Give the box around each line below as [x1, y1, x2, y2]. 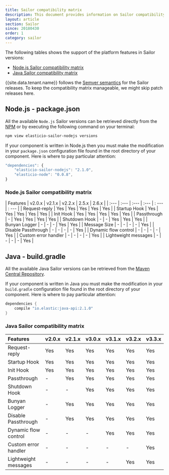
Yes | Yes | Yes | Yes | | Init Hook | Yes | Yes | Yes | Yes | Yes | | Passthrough [5, 211, 163, 217]
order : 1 [5, 31, 24, 36]
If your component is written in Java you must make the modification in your [5, 281, 163, 287]
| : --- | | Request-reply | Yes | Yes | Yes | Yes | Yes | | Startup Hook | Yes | [5, 206, 158, 212]
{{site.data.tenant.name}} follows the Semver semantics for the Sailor [5, 79, 149, 86]
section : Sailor [5, 21, 39, 27]
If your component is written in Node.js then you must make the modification [5, 142, 164, 149]
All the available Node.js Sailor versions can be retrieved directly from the [5, 118, 157, 124]
